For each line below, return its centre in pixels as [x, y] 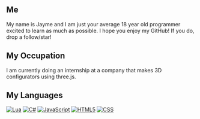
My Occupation [36, 56]
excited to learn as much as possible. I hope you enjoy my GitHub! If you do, [100, 30]
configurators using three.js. [41, 77]
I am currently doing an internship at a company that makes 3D [84, 70]
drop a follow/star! [29, 37]
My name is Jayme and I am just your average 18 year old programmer [93, 24]
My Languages [35, 95]
